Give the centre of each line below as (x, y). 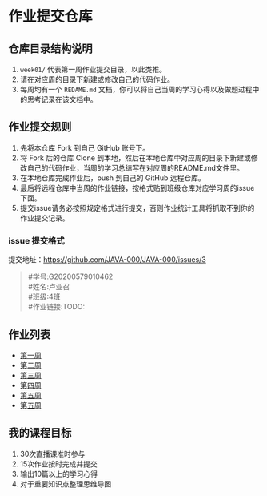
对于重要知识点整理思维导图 (66, 484)
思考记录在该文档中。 (62, 99)
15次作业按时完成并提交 (58, 464)
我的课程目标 (40, 433)
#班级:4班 (44, 296)
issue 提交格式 (36, 240)
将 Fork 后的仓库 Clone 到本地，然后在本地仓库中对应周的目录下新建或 (135, 158)
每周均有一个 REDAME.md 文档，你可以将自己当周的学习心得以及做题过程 (136, 89)
